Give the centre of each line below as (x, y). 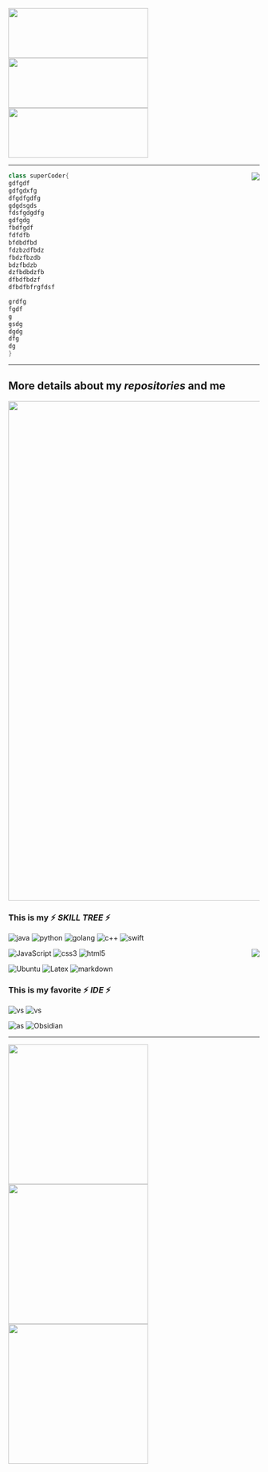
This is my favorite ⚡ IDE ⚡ (60, 990)
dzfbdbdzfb (26, 273)
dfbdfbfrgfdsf (32, 288)
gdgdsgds (23, 205)
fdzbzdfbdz (26, 250)
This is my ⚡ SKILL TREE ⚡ (59, 917)
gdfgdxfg (23, 191)
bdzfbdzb (23, 265)
